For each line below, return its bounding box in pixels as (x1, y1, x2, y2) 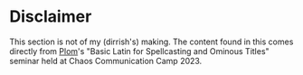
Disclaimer (9, 6, 92, 27)
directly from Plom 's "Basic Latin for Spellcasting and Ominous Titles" (9, 45, 270, 56)
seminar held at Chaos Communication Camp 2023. (9, 55, 203, 66)
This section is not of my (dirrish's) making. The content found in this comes (9, 36, 294, 47)
